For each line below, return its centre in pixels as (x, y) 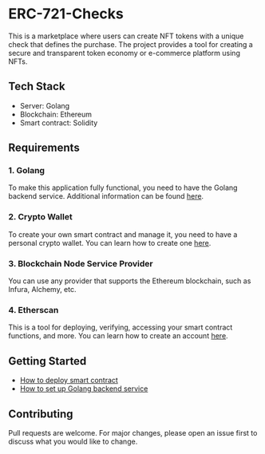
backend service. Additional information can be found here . (106, 196)
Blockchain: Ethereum (56, 114)
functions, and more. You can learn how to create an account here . (119, 336)
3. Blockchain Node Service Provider (81, 263)
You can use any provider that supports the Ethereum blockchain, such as (130, 281)
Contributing (41, 414)
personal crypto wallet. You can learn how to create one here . (110, 243)
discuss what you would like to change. (73, 441)
